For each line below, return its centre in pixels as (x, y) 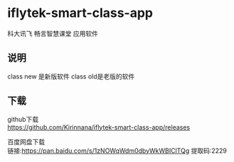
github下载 (23, 119)
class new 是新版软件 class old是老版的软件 (71, 76)
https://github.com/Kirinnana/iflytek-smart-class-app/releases (99, 127)
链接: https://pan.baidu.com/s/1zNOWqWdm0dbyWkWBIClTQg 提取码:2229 (117, 151)
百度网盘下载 (26, 141)
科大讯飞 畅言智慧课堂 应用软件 (53, 33)
